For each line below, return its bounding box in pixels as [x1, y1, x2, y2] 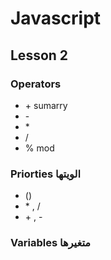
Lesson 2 [10, 47, 69, 64]
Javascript [10, 7, 102, 30]
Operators [10, 77, 62, 91]
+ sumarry [24, 99, 68, 111]
